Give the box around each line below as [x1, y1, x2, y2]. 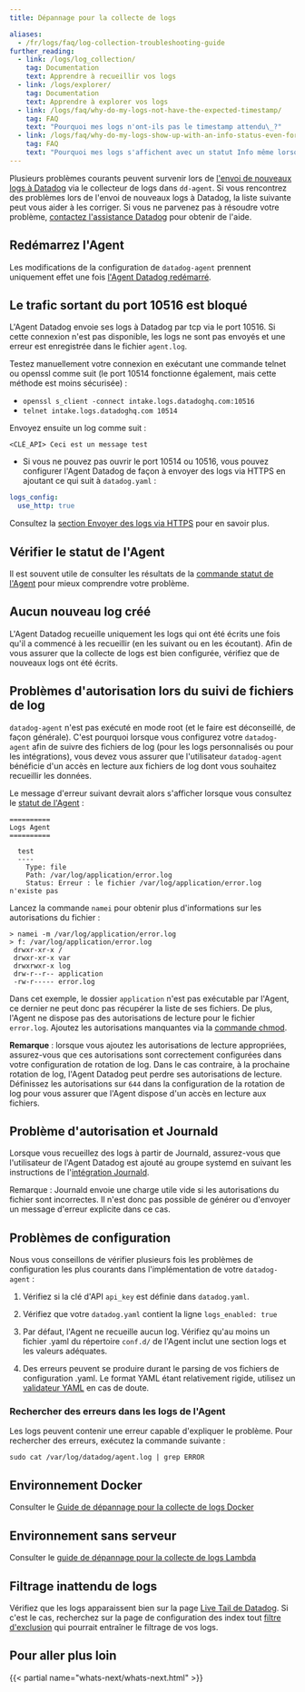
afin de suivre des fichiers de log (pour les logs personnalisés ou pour [31, 741, 294, 752]
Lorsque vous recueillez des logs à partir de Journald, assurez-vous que [9, 1147, 281, 1158]
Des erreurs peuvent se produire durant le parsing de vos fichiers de [22, 1363, 280, 1374]
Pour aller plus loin [9, 1648, 117, 1664]
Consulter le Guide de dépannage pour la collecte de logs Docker [9, 1501, 254, 1512]
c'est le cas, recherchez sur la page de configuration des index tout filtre [9, 1612, 281, 1623]
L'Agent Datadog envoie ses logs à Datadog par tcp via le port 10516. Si [9, 321, 276, 332]
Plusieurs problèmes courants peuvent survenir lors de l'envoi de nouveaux [9, 172, 292, 183]
